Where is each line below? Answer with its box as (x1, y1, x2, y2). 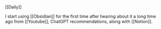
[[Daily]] (5, 4, 22, 10)
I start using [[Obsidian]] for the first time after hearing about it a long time (5, 14, 157, 19)
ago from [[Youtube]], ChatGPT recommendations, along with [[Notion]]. (5, 19, 153, 24)
